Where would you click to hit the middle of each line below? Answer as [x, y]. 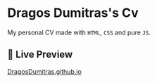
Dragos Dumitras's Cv [73, 13]
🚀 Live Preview [40, 55]
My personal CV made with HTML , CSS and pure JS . [79, 32]
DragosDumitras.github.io [45, 71]
